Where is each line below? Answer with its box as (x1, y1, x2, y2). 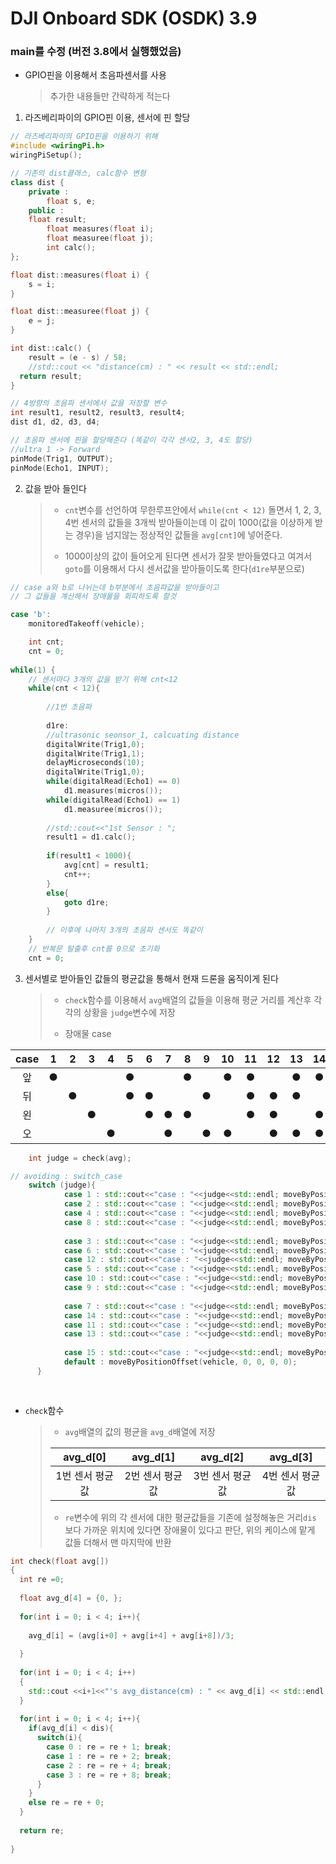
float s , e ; (46, 196, 97, 206)
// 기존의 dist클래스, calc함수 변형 (10, 168, 147, 179)
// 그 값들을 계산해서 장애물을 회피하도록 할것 (10, 592, 177, 602)
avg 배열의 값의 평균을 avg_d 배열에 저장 (64, 1425, 216, 1437)
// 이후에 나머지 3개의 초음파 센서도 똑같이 (46, 925, 203, 936)
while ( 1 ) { (10, 665, 56, 675)
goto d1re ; (63, 897, 110, 907)
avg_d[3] (269, 1450, 313, 1464)
